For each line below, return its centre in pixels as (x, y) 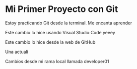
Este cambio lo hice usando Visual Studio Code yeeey (60, 32)
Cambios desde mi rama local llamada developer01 (57, 61)
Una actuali (17, 52)
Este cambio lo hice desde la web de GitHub (50, 42)
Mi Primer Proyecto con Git (62, 9)
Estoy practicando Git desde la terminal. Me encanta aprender (69, 23)
